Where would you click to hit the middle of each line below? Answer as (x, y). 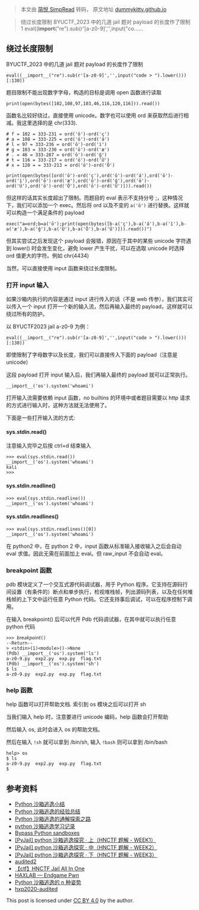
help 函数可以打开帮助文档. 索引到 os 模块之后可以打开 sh (76, 704)
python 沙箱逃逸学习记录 (45, 826)
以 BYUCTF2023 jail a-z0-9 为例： (48, 326)
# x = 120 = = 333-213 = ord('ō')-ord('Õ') (61, 165)
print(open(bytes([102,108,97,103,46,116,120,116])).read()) (83, 103)
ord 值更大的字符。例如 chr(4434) (48, 255)
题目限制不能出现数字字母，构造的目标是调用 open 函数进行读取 (84, 92)
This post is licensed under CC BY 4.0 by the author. (70, 901)
